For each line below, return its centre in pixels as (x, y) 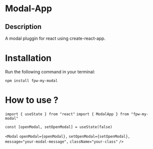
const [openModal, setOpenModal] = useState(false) (59, 127)
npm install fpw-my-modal (31, 81)
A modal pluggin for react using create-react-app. (55, 38)
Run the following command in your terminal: (50, 72)
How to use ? (32, 100)
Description (23, 27)
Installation (28, 58)
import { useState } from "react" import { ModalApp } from (67, 114)
